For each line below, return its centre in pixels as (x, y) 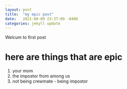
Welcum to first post (26, 37)
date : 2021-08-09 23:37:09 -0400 (42, 19)
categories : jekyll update (33, 23)
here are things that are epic (64, 57)
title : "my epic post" (30, 14)
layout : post (18, 10)
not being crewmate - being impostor (50, 81)
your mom (23, 71)
